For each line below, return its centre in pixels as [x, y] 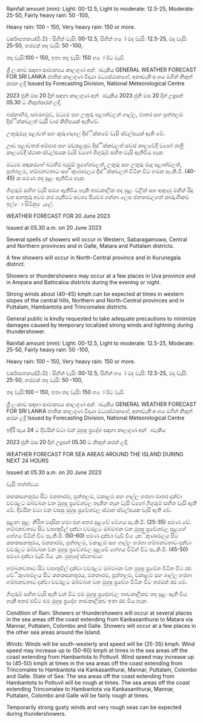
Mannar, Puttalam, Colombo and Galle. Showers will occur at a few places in [101, 626]
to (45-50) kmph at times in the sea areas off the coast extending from [95, 663]
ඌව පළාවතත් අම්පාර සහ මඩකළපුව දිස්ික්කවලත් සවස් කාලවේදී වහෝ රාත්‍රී [95, 145]
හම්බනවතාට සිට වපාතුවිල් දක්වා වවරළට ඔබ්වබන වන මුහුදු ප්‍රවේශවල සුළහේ [96, 529]
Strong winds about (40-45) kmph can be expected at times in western [95, 294]
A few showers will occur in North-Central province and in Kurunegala [94, 258]
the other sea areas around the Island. [54, 632]
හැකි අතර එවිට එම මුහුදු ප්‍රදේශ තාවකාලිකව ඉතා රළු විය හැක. [77, 601]
